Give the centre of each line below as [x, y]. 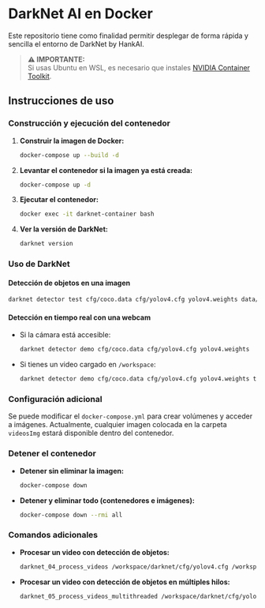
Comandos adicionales [53, 535]
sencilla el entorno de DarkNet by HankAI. [76, 43]
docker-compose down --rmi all [71, 515]
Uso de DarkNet [39, 264]
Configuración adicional [55, 399]
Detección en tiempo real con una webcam [80, 317]
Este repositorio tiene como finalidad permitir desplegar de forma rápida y [128, 36]
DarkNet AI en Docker [81, 14]
